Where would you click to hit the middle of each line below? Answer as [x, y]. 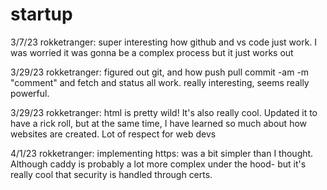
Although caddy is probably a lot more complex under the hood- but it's [158, 164]
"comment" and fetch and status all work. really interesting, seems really [160, 82]
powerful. [30, 93]
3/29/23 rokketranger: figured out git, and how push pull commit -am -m [160, 72]
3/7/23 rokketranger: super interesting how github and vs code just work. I [164, 42]
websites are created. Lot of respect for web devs [113, 134]
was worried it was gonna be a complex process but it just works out [152, 52]
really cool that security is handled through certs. [111, 174]
